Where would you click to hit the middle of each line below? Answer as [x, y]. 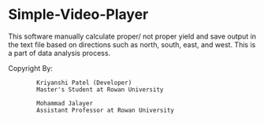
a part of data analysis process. [59, 53]
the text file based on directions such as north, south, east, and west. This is [132, 44]
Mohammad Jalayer [65, 103]
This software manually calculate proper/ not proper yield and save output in [132, 36]
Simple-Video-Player [78, 15]
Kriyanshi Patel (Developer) [84, 83]
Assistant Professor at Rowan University [106, 110]
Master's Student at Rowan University [100, 89]
